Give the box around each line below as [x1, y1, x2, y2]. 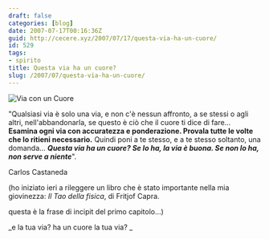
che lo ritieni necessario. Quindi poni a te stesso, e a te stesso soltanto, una [8, 134, 261, 144]
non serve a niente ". [8, 152, 77, 161]
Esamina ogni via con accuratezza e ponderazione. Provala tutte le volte [8, 126, 254, 136]
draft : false [8, 11, 52, 20]
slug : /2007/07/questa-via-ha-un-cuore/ [8, 71, 146, 79]
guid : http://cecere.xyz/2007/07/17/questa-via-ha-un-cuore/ [8, 34, 218, 43]
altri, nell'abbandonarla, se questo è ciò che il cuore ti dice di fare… [8, 117, 231, 127]
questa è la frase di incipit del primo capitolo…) [8, 206, 165, 217]
